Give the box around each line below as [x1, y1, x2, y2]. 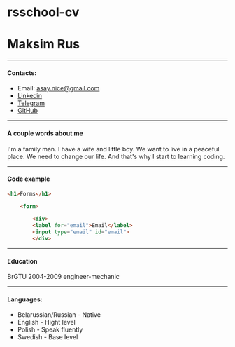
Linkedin [17, 92, 43, 100]
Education [7, 257, 38, 265]
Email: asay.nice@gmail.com [17, 84, 100, 93]
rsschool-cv [7, 4, 80, 20]
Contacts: [7, 68, 37, 77]
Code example [7, 175, 50, 183]
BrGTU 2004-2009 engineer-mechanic [7, 273, 120, 281]
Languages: [7, 295, 43, 304]
